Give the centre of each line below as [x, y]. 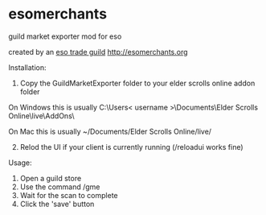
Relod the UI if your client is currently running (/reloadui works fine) [131, 147]
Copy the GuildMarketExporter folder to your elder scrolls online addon [137, 83]
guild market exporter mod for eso [65, 36]
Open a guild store [51, 178]
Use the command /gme [60, 187]
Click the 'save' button [57, 204]
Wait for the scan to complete [69, 195]
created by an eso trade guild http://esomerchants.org [98, 52]
